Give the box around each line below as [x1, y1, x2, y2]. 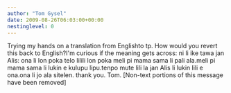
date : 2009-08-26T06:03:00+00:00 [7, 17, 104, 23]
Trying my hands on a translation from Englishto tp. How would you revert [7, 42, 218, 50]
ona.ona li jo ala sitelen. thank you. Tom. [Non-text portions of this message [7, 71, 223, 79]
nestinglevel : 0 [7, 23, 54, 30]
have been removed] [7, 79, 67, 87]
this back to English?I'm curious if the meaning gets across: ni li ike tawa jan [7, 49, 225, 57]
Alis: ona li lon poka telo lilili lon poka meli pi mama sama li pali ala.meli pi [7, 56, 216, 65]
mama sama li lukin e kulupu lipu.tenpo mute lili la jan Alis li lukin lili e [7, 63, 203, 72]
